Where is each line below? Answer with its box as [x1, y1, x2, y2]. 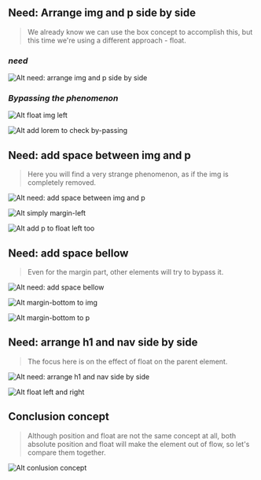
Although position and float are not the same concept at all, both [27, 430, 237, 440]
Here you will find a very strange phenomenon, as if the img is [27, 169, 230, 179]
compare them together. [27, 448, 106, 457]
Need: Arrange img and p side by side [8, 6, 197, 20]
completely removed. [27, 178, 97, 187]
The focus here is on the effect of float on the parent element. [27, 356, 228, 366]
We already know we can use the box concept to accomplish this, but [27, 27, 253, 36]
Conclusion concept [8, 410, 110, 423]
